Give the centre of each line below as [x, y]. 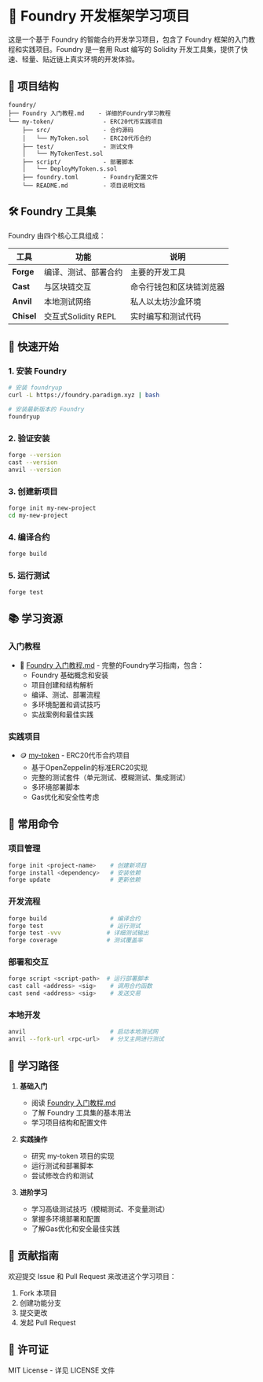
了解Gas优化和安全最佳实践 [75, 1229]
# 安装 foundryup [35, 388]
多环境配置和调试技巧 [66, 704]
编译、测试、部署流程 [66, 695]
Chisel [24, 315]
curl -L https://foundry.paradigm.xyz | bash [84, 395]
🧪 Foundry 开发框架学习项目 [99, 16]
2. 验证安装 [29, 438]
